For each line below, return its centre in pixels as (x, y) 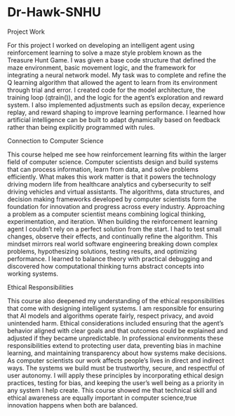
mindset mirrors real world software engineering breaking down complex (113, 243)
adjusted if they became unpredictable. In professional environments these (115, 338)
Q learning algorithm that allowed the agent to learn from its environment (112, 82)
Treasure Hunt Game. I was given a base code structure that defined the (112, 60)
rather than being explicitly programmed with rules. (81, 127)
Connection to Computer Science (55, 140)
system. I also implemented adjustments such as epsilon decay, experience (116, 105)
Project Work (26, 32)
